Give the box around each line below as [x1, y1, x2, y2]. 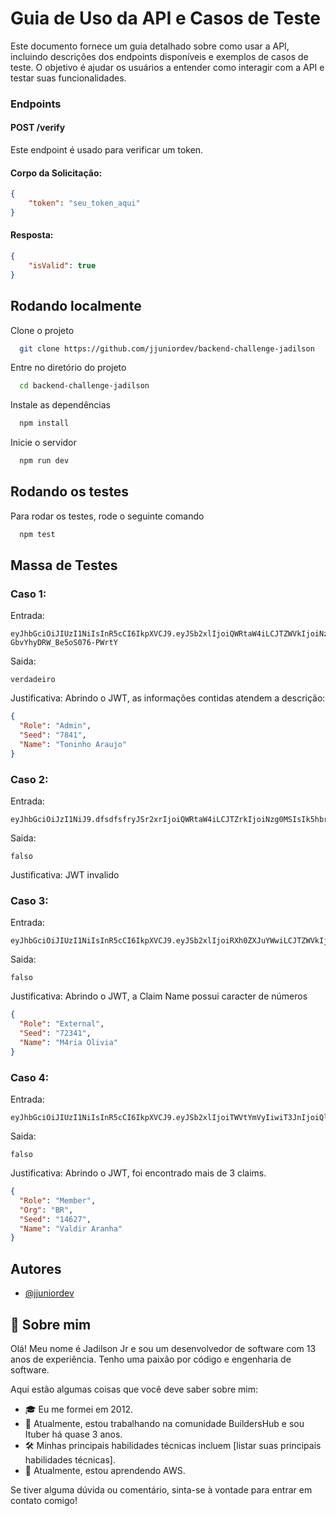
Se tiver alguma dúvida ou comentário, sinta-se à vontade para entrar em [10, 1483, 313, 1496]
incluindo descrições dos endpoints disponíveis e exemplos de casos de [10, 50, 309, 62]
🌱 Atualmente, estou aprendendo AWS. [24, 1464, 186, 1476]
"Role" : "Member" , [19, 1195, 97, 1206]
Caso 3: [10, 894, 49, 907]
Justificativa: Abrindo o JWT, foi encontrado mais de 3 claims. [10, 1167, 267, 1179]
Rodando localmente [10, 298, 142, 315]
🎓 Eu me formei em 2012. [24, 1403, 133, 1415]
